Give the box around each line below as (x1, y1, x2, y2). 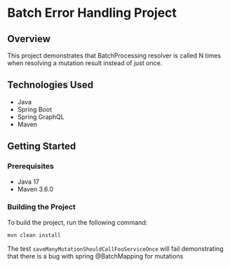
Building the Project (7, 202, 76, 212)
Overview (7, 33, 51, 45)
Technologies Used (7, 79, 93, 91)
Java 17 (17, 177, 40, 186)
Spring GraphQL (17, 112, 65, 121)
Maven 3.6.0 (17, 184, 54, 193)
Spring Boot (17, 105, 53, 114)
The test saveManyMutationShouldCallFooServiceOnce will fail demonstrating (7, 244, 224, 253)
